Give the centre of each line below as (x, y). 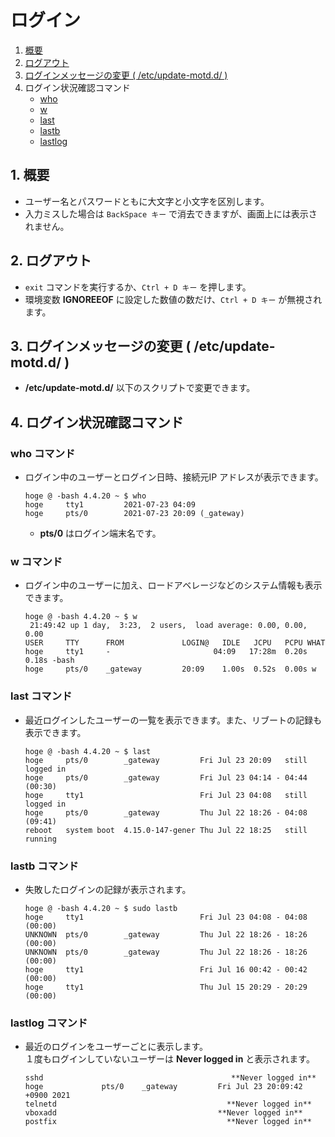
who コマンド (43, 453)
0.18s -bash (49, 661)
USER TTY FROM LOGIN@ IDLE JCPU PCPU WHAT (175, 643)
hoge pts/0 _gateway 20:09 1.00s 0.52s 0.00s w (170, 669)
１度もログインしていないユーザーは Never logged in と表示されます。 (169, 1059)
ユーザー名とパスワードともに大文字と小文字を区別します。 (147, 201)
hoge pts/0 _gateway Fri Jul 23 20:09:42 (163, 1087)
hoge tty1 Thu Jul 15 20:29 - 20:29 (166, 987)
